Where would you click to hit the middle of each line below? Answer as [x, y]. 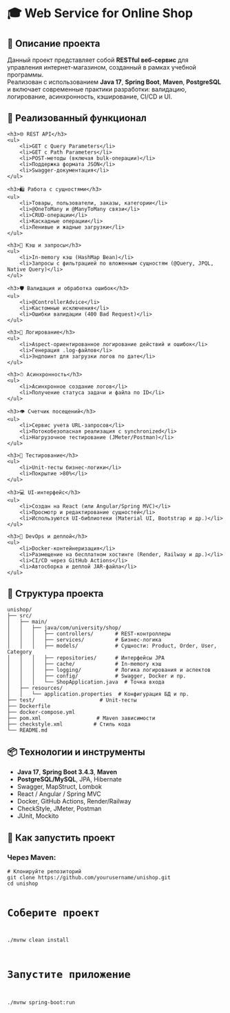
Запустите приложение [69, 975]
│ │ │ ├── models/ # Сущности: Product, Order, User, [112, 646]
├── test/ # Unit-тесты [72, 700]
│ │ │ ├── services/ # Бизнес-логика [84, 639]
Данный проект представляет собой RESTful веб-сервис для [98, 60]
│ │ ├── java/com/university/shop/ [64, 628]
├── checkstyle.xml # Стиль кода [69, 724]
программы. [25, 74]
